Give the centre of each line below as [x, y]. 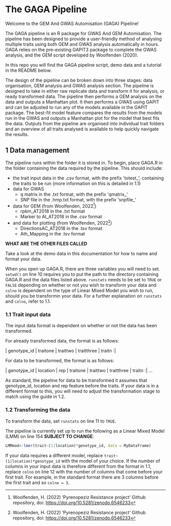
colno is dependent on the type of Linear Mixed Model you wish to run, [79, 291]
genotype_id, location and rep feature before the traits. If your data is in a [82, 386]
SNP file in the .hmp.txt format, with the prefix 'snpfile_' [78, 199]
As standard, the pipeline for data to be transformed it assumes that [76, 380]
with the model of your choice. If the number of [110, 461]
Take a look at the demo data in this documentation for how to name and [81, 254]
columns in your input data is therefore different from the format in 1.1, [78, 466]
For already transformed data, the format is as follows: [62, 341]
